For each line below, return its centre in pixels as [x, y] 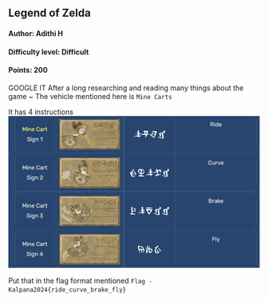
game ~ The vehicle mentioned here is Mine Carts [91, 96]
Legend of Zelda [50, 13]
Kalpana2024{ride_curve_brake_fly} [67, 290]
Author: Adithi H [36, 33]
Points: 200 [28, 70]
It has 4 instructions [41, 112]
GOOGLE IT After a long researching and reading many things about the [126, 88]
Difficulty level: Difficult [49, 52]
